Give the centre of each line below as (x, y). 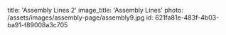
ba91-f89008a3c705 (38, 25)
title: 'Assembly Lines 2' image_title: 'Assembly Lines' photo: (95, 10)
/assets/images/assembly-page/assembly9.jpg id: (81, 17)
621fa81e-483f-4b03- (187, 17)
